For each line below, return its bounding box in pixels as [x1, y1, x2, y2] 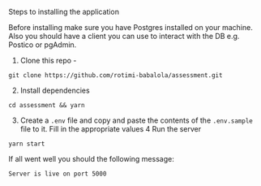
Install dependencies [19, 85, 91, 95]
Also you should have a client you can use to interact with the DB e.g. [8, 32, 240, 41]
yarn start [8, 140, 45, 148]
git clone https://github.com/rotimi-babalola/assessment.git [8, 71, 223, 80]
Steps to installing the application [8, 7, 120, 16]
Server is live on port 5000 [8, 170, 107, 178]
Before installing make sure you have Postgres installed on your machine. [8, 23, 253, 32]
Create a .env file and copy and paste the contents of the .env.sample [19, 115, 253, 125]
